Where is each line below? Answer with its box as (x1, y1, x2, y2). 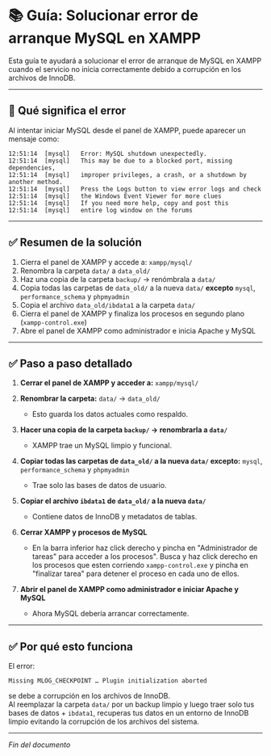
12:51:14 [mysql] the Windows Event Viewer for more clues (8, 191, 222, 200)
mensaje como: (8, 134, 60, 144)
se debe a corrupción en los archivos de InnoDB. (8, 691, 171, 701)
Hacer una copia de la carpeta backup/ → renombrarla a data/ (19, 425, 228, 435)
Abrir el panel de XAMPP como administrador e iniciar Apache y (19, 585, 240, 594)
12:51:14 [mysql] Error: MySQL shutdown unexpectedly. (8, 149, 207, 157)
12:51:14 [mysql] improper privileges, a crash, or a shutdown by (8, 170, 248, 178)
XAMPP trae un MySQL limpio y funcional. (31, 441, 172, 451)
